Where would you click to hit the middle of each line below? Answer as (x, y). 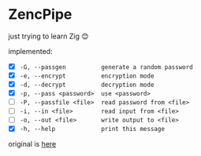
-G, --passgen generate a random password (106, 67)
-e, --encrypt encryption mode (87, 76)
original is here (32, 144)
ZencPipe (40, 15)
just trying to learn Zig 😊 (48, 36)
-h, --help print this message (92, 129)
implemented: (30, 51)
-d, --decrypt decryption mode (87, 85)
